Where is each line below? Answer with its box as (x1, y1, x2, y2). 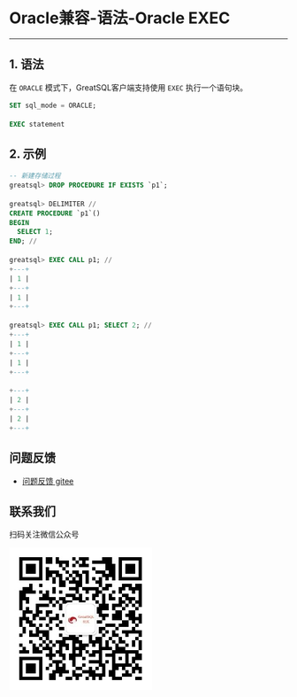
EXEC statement (9, 120, 65, 128)
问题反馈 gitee (21, 476, 74, 486)
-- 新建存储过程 (9, 172, 61, 181)
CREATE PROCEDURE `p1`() (9, 209, 101, 218)
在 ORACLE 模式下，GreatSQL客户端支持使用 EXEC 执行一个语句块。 (9, 81, 248, 93)
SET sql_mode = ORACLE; (9, 101, 97, 110)
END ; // (9, 236, 38, 246)
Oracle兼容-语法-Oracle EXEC (9, 8, 231, 28)
